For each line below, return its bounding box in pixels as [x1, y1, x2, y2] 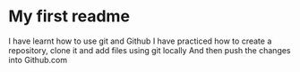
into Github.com [8, 54, 68, 65]
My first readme [8, 6, 131, 27]
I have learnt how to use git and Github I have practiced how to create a [8, 36, 272, 46]
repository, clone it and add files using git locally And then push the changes [8, 44, 292, 55]
